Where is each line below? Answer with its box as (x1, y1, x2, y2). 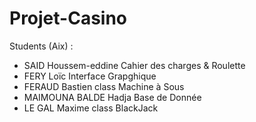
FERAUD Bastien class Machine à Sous (23, 80, 185, 92)
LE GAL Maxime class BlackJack (23, 102, 159, 114)
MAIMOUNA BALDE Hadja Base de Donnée (23, 91, 202, 103)
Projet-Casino (9, 7, 128, 30)
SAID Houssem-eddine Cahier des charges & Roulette (23, 59, 246, 71)
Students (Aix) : (9, 40, 74, 52)
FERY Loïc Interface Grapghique (23, 70, 157, 82)
